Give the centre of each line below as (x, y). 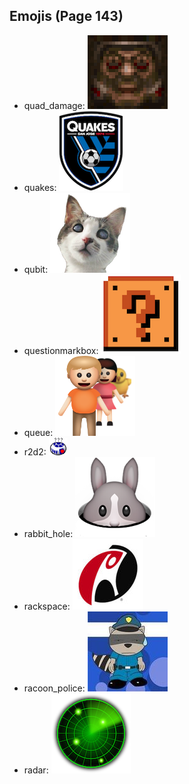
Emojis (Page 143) (66, 16)
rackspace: (47, 606)
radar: (36, 770)
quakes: (40, 187)
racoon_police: (54, 688)
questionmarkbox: (61, 350)
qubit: (36, 269)
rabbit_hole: (48, 533)
